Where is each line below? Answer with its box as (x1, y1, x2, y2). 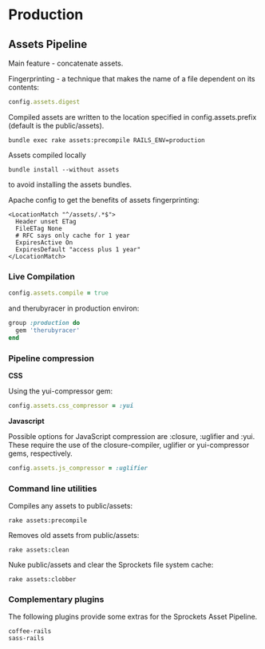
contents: (8, 82, 40, 92)
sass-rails (8, 635, 45, 643)
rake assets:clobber (8, 576, 77, 584)
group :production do (8, 319, 81, 327)
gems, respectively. (8, 449, 73, 458)
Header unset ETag (15, 217, 77, 225)
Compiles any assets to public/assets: (8, 501, 133, 511)
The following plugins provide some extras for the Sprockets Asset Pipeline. (8, 612, 258, 622)
